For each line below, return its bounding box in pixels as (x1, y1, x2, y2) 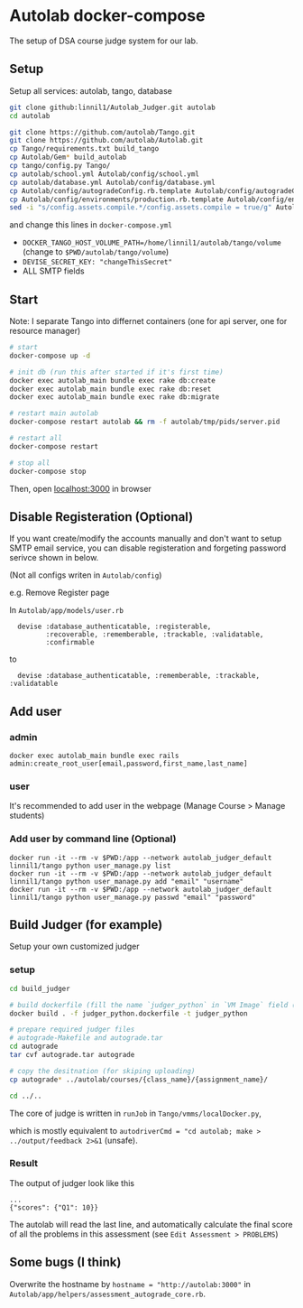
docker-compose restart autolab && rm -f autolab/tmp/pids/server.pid (9, 417, 280, 427)
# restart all (9, 434, 63, 443)
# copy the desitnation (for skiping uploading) (9, 1066, 196, 1075)
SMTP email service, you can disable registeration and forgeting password (9, 543, 287, 553)
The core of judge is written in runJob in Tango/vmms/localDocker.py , (9, 1108, 262, 1118)
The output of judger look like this (9, 1177, 135, 1188)
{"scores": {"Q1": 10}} (9, 1202, 99, 1212)
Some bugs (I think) (9, 1255, 122, 1270)
